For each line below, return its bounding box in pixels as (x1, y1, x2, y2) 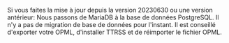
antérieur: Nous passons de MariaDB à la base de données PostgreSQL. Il (7, 13, 219, 21)
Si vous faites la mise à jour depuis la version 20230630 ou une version (7, 6, 213, 14)
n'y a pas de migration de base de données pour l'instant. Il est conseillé (7, 21, 216, 28)
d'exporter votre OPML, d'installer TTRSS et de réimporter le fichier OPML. (7, 28, 222, 36)
